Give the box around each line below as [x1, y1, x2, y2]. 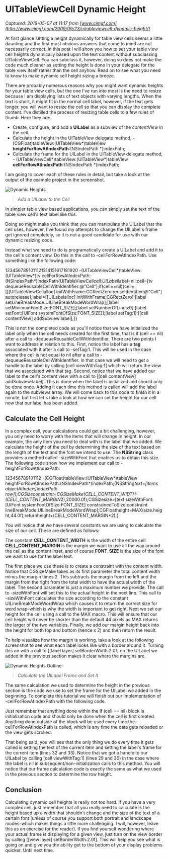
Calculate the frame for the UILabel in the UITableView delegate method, [12, 151, 163, 157]
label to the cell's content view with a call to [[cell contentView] [5, 373, 136, 379]
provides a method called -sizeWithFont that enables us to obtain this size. [5, 454, 160, 461]
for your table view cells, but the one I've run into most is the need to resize [5, 88, 162, 94]
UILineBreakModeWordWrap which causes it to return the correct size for [5, 600, 157, 607]
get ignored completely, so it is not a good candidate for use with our [5, 231, 148, 237]
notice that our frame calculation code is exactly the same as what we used [5, 765, 162, 771]
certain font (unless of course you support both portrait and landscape [5, 815, 152, 821]
